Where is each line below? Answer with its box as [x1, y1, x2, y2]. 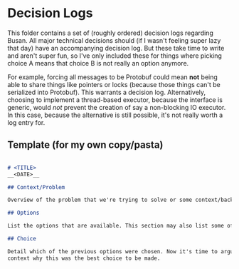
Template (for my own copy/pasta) [7, 139, 164, 151]
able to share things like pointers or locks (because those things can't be [7, 80, 221, 88]
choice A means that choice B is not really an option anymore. [7, 59, 189, 67]
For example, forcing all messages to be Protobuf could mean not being [7, 73, 218, 81]
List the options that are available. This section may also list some [7, 223, 224, 230]
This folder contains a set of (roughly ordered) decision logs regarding [7, 29, 213, 37]
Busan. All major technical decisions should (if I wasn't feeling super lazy [7, 36, 221, 44]
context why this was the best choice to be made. [7, 255, 161, 262]
